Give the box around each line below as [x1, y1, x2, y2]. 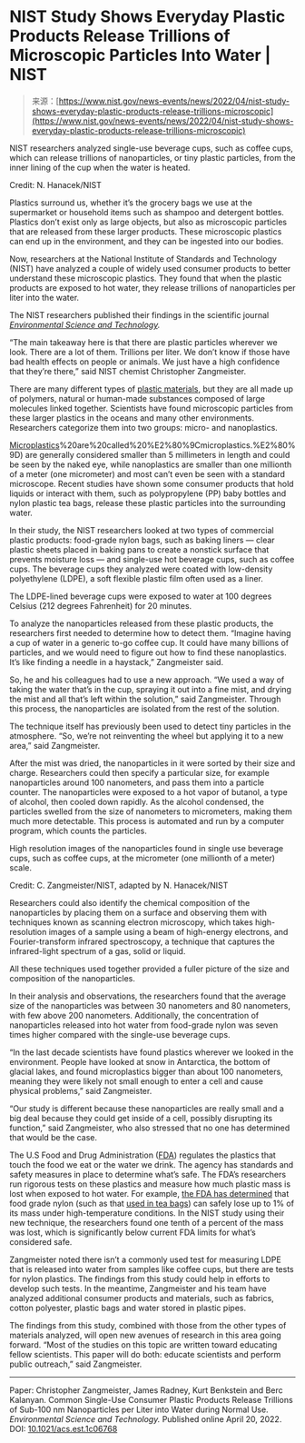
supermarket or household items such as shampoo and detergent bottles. [9, 206, 284, 217]
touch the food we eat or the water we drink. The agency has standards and [9, 1159, 294, 1169]
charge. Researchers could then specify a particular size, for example [9, 767, 270, 778]
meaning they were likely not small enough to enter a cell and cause [9, 1075, 264, 1087]
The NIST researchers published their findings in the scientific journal [9, 309, 270, 320]
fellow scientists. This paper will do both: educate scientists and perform [9, 1348, 281, 1359]
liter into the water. [9, 292, 80, 303]
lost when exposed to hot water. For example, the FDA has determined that [9, 1188, 290, 1199]
